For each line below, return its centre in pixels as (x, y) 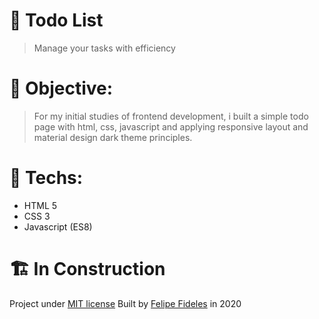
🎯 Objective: (61, 88)
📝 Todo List (56, 20)
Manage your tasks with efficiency (104, 48)
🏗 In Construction (87, 269)
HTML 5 (40, 205)
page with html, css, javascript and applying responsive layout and (171, 126)
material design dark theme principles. (113, 137)
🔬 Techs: (46, 178)
